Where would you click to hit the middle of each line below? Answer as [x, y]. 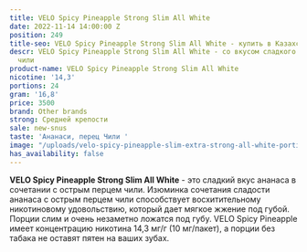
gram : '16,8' [34, 94]
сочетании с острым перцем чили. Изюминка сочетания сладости [140, 189]
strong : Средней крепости [58, 120]
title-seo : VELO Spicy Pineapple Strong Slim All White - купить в [141, 43]
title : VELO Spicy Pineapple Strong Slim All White [110, 18]
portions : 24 [34, 86]
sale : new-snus [38, 129]
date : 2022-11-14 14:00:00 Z [65, 26]
